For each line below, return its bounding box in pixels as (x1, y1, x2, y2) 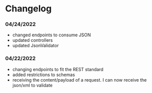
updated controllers (12, 37, 53, 43)
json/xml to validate (12, 82, 53, 88)
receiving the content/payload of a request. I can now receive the (12, 77, 147, 83)
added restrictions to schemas (12, 72, 75, 78)
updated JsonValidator (12, 43, 59, 49)
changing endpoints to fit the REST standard (12, 66, 104, 72)
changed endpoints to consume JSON (12, 32, 91, 38)
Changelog (5, 3, 52, 14)
